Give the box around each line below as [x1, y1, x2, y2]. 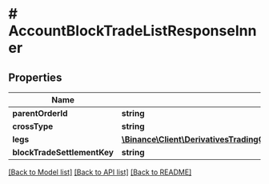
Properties [8, 70, 62, 84]
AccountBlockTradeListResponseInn [8, 22, 257, 40]
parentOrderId [12, 108, 68, 118]
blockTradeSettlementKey [12, 147, 114, 158]
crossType [12, 121, 54, 132]
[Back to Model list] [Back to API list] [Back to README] [8, 167, 192, 177]
